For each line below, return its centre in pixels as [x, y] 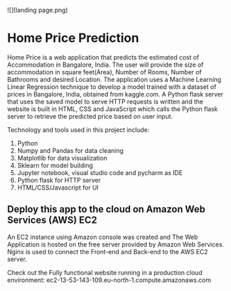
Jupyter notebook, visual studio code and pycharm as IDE [100, 172]
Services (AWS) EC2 [52, 221]
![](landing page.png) [37, 10]
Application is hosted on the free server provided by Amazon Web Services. [115, 244]
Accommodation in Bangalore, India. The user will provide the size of [105, 65]
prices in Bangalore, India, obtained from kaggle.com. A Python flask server [115, 94]
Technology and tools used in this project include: [78, 130]
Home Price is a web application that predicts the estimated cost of [103, 57]
